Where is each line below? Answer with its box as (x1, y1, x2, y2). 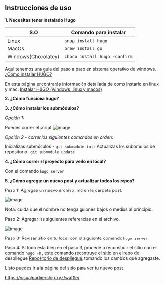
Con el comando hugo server (5, 168, 64, 174)
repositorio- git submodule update (5, 148, 75, 155)
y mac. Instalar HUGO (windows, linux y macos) (5, 86, 102, 92)
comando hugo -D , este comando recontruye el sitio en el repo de (5, 250, 140, 256)
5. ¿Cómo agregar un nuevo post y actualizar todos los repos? (5, 178, 135, 184)
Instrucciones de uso (5, 4, 72, 12)
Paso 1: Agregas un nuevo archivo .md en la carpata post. (5, 187, 123, 193)
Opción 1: (5, 115, 25, 121)
